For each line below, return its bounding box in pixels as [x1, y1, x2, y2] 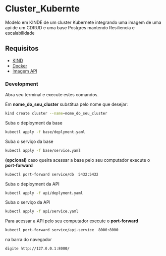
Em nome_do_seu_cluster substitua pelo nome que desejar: [5, 101, 128, 107]
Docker [12, 63, 28, 68]
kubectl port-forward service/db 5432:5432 [5, 172, 99, 177]
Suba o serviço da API [5, 199, 51, 205]
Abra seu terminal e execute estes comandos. [5, 92, 99, 98]
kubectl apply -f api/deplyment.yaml [5, 191, 83, 195]
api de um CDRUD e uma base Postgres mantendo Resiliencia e [5, 24, 135, 30]
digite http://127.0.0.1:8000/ [5, 246, 70, 251]
